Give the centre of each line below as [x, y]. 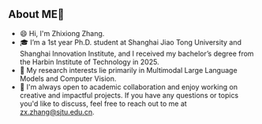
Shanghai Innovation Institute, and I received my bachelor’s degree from [137, 53]
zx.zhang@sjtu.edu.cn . [57, 111]
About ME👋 [36, 15]
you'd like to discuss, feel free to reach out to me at [103, 104]
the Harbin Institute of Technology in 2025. [89, 62]
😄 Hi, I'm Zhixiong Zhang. [62, 33]
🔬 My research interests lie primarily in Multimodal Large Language [129, 70]
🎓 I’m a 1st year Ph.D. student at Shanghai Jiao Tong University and [131, 42]
